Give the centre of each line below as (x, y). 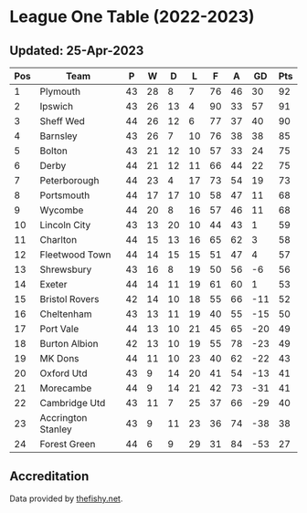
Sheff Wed (62, 121)
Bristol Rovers (69, 299)
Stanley (56, 429)
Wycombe (62, 210)
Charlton (58, 240)
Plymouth (60, 91)
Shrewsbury (66, 269)
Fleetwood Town (75, 255)
